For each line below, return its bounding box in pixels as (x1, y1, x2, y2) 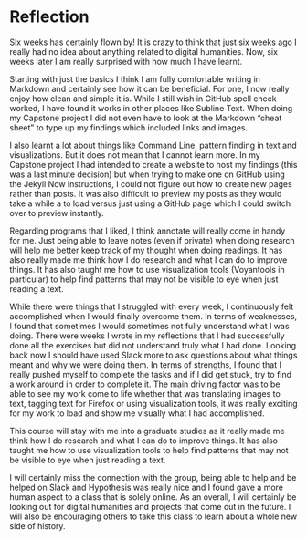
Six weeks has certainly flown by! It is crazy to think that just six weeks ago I (9, 36, 297, 47)
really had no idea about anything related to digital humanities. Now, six (9, 46, 279, 57)
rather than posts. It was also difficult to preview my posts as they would (9, 188, 282, 199)
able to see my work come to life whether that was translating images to (9, 388, 281, 399)
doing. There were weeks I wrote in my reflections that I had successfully (9, 330, 285, 341)
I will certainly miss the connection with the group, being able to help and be (9, 472, 297, 483)
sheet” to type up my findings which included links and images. (9, 121, 249, 133)
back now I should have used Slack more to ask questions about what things (9, 349, 298, 360)
